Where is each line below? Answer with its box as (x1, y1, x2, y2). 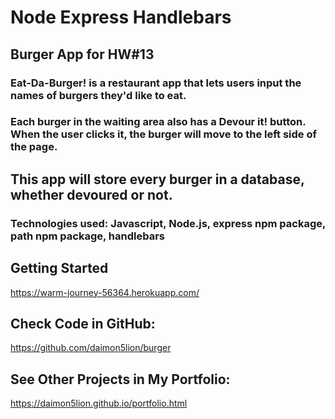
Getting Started (10, 260, 109, 277)
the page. (10, 140, 58, 154)
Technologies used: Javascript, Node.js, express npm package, (10, 216, 326, 230)
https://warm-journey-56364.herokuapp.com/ (10, 286, 200, 298)
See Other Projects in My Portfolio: (10, 371, 231, 388)
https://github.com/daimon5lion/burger (10, 342, 172, 354)
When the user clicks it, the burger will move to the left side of (10, 127, 317, 141)
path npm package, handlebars (10, 229, 166, 243)
